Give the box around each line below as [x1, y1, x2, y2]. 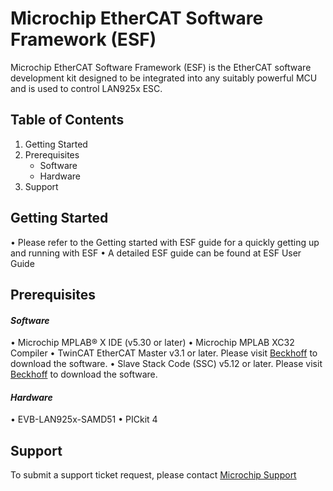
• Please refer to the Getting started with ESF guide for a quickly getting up [10, 236, 320, 248]
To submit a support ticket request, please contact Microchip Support [10, 469, 297, 481]
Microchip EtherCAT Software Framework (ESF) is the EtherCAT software [10, 61, 312, 73]
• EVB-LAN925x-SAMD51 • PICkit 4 [10, 413, 158, 426]
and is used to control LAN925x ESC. [10, 82, 163, 94]
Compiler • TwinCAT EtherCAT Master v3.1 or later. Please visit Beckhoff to [10, 347, 318, 359]
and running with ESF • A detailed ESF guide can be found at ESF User [10, 247, 302, 259]
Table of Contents [10, 112, 125, 129]
